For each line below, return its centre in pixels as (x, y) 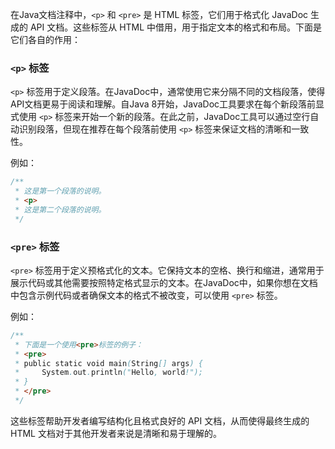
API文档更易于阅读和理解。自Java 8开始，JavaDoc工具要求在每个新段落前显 (167, 104)
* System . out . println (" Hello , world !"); (108, 373)
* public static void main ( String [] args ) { (108, 363)
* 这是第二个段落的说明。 (60, 209)
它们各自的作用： (45, 39)
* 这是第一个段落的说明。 (60, 191)
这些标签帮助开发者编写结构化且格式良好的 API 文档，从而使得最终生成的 (160, 420)
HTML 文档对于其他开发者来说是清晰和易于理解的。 (116, 433)
